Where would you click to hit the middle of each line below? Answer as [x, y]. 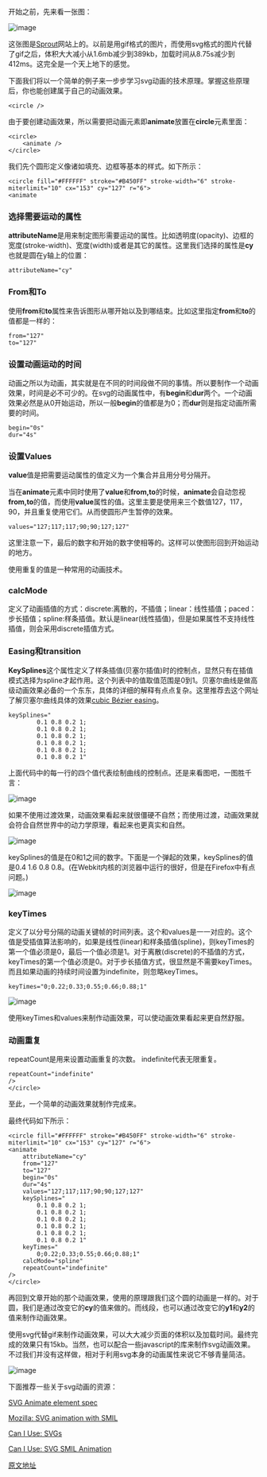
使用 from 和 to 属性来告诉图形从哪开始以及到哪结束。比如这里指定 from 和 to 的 [132, 311]
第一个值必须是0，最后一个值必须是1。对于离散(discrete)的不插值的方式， [128, 952]
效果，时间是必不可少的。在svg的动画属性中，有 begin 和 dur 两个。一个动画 [130, 393]
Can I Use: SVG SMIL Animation [60, 1449]
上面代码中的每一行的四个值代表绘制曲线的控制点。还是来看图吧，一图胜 [126, 772]
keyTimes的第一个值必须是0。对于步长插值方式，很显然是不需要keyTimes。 [132, 962]
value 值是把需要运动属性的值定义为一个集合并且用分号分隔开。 [112, 475]
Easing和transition [45, 651]
